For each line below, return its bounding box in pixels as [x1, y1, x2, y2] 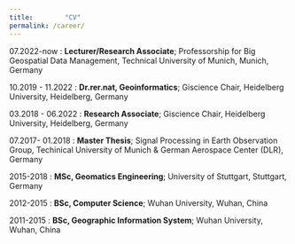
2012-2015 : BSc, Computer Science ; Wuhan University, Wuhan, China [9, 197, 268, 209]
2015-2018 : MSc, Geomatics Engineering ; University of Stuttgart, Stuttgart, [9, 170, 288, 182]
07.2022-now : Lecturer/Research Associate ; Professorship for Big [9, 45, 256, 56]
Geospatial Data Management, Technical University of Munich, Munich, [9, 55, 269, 66]
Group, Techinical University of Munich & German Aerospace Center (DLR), [9, 144, 283, 155]
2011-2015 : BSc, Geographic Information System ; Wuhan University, [9, 215, 263, 225]
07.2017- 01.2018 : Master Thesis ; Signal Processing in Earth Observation [9, 135, 278, 146]
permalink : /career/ [9, 21, 86, 30]
